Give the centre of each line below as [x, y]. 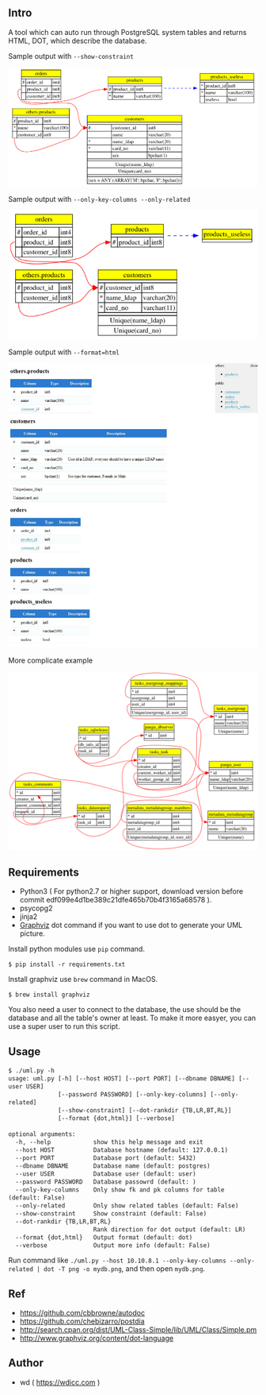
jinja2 [28, 917]
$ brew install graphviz [49, 995]
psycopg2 [36, 908]
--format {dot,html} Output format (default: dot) [104, 1238]
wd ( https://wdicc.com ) [60, 1382]
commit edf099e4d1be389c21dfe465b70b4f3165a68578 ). [116, 900]
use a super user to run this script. [64, 1026]
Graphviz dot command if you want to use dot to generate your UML [131, 925]
